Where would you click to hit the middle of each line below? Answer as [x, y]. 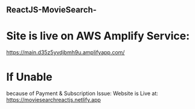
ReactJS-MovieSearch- [52, 10]
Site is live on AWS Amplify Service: [98, 36]
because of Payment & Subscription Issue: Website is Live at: [82, 93]
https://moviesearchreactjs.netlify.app [54, 100]
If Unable [29, 77]
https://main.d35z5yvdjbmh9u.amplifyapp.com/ [66, 52]
